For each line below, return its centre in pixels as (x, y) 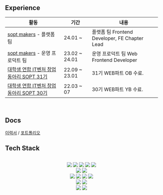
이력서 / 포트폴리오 (23, 133)
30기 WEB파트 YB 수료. (118, 89)
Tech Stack (22, 148)
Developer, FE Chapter (118, 38)
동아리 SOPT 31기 (27, 76)
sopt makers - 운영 (29, 53)
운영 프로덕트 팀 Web (115, 54)
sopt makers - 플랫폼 (31, 34)
